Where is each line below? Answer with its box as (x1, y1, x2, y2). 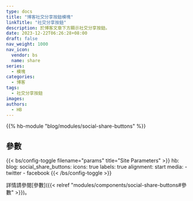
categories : (6, 74, 35, 80)
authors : (6, 101, 27, 107)
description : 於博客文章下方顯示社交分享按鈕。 (6, 25, 110, 31)
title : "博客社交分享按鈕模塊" (6, 14, 74, 20)
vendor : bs (11, 52, 38, 58)
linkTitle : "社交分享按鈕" (6, 19, 67, 25)
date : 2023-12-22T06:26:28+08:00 (6, 30, 88, 36)
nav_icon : (6, 47, 30, 53)
